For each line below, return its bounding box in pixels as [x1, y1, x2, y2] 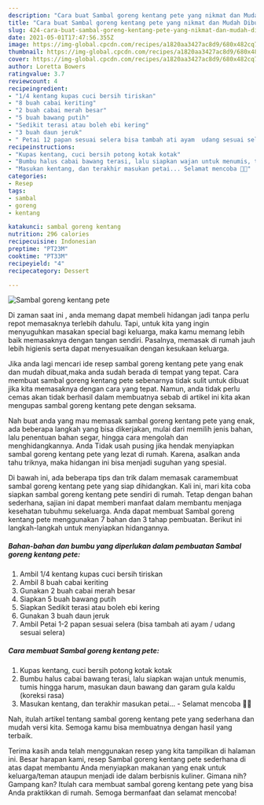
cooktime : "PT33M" [8, 252, 68, 260]
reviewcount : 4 [8, 77, 58, 85]
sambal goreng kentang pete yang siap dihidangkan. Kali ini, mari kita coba [8, 481, 251, 491]
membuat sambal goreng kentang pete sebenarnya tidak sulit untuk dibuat [8, 376, 249, 385]
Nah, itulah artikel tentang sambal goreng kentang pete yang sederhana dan [8, 715, 255, 724]
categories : [8, 172, 47, 181]
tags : [8, 186, 26, 195]
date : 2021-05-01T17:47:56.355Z [8, 33, 114, 42]
